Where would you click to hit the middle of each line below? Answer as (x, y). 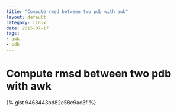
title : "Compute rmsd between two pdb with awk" (67, 11)
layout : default (26, 17)
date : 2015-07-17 (28, 28)
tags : (13, 34)
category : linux (26, 22)
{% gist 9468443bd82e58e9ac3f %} (51, 102)
